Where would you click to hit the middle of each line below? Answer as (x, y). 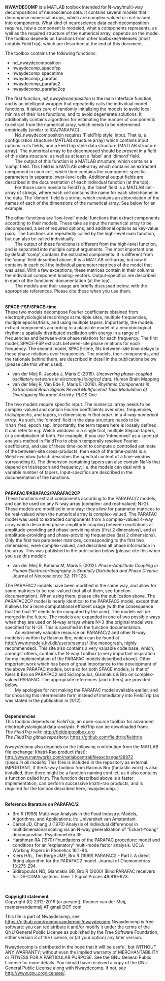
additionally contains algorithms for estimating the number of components (80, 119)
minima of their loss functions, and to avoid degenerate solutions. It (73, 114)
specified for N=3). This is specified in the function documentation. (73, 627)
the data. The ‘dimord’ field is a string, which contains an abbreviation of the (82, 198)
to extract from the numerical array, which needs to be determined (73, 125)
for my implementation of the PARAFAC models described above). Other (78, 659)
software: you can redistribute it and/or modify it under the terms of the (78, 927)
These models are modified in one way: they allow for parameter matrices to (82, 509)
